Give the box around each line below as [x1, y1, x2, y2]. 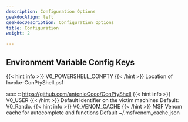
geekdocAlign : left [6, 14, 54, 20]
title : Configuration [6, 25, 59, 31]
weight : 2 [6, 30, 31, 36]
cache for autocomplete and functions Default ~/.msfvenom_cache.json [6, 109, 180, 116]
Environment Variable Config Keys [6, 57, 135, 67]
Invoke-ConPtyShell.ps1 [6, 79, 64, 86]
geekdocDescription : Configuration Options [6, 19, 115, 25]
